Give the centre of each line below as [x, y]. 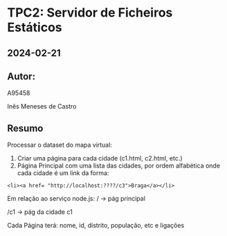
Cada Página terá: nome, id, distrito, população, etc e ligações [96, 226]
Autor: [21, 76]
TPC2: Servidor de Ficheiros [90, 13]
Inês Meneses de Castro [42, 107]
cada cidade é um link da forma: [63, 173]
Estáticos [35, 27]
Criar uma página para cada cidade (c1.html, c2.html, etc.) [100, 158]
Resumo [25, 128]
